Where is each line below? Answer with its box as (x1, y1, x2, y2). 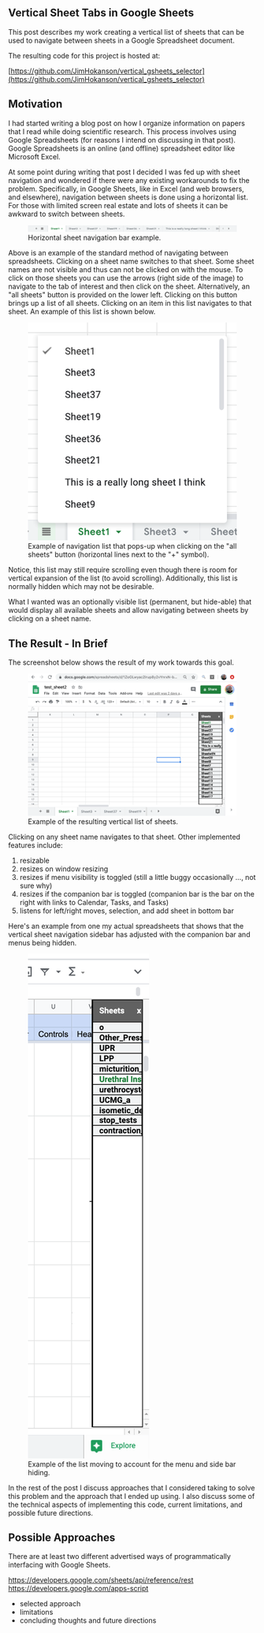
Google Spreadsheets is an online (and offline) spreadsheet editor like (8, 144, 235, 153)
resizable (19, 856, 50, 865)
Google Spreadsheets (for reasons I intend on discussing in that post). (8, 135, 236, 144)
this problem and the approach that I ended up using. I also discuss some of (8, 1491, 255, 1501)
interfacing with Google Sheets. (8, 1560, 111, 1570)
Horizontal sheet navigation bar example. (28, 233, 162, 242)
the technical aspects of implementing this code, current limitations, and (8, 1500, 243, 1509)
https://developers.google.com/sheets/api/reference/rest (8, 1575, 194, 1585)
